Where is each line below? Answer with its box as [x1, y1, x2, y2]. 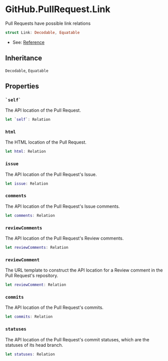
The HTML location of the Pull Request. [5, 139, 87, 145]
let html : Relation [5, 149, 46, 154]
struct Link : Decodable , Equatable [5, 30, 80, 35]
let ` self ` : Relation [5, 117, 51, 122]
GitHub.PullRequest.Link [5, 4, 111, 15]
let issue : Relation [5, 181, 49, 186]
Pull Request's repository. [5, 273, 58, 279]
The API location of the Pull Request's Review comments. [5, 235, 124, 241]
